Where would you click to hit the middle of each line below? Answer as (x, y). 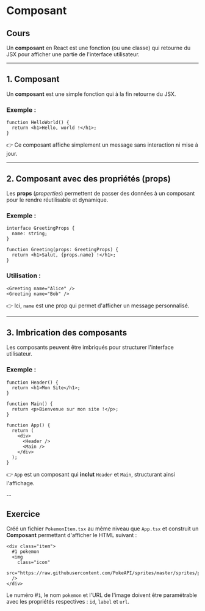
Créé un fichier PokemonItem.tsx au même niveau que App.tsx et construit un (103, 529)
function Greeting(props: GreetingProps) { (63, 250)
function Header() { (33, 382)
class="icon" (34, 563)
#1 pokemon (26, 552)
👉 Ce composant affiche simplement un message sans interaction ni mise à (102, 145)
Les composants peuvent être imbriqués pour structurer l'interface (90, 347)
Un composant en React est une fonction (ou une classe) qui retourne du (99, 48)
